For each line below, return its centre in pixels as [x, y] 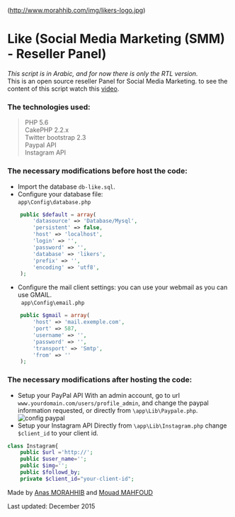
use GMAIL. [35, 295]
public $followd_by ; [50, 472]
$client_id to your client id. [58, 433]
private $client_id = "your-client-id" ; [77, 479]
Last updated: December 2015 [51, 506]
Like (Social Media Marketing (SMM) [116, 39]
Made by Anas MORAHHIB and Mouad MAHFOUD [80, 492]
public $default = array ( [58, 215]
